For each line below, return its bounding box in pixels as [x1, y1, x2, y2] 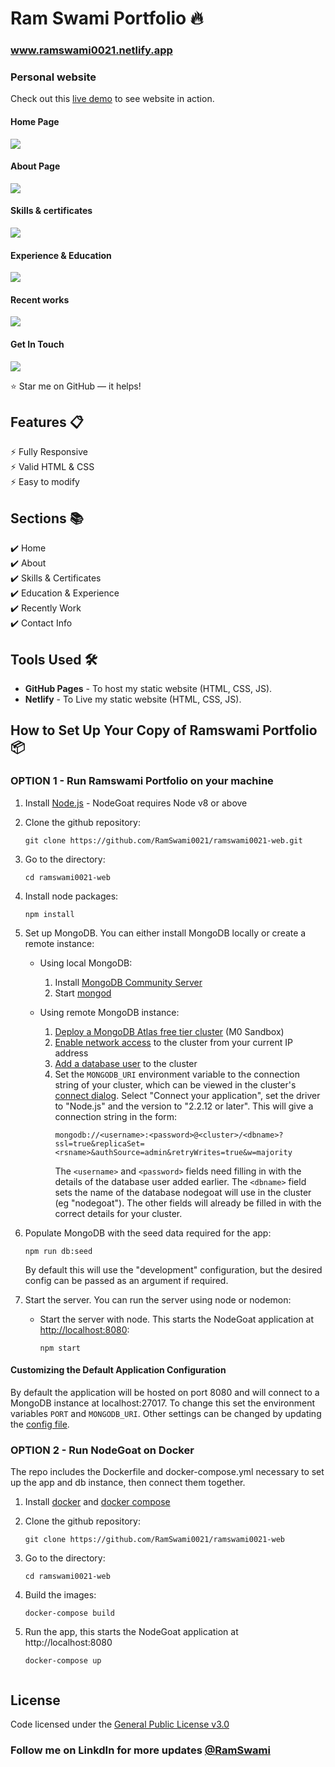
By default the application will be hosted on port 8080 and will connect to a [10, 1386, 320, 1398]
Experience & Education [10, 249, 112, 261]
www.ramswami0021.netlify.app [10, 43, 173, 57]
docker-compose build [24, 1608, 115, 1619]
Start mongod [54, 987, 112, 999]
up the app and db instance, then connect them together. [10, 1477, 246, 1489]
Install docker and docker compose [24, 1496, 171, 1508]
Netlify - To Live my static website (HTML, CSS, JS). [24, 693, 242, 706]
